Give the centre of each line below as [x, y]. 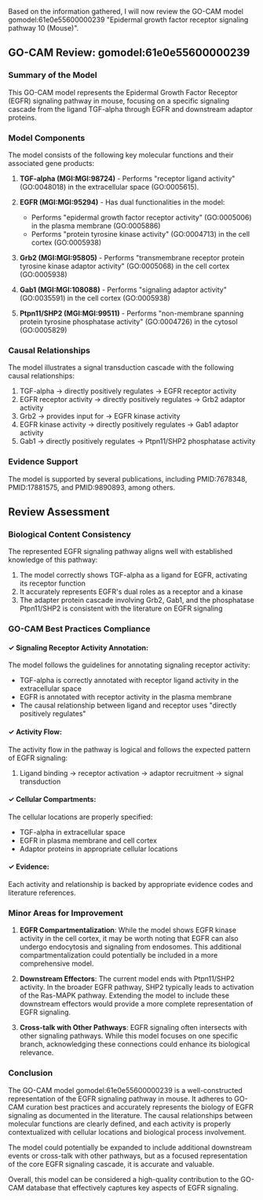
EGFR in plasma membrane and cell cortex [88, 840]
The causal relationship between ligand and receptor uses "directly [128, 705]
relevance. [37, 1053]
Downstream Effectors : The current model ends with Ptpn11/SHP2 [127, 979]
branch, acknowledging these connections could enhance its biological [135, 1044]
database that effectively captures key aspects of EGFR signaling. [132, 1187]
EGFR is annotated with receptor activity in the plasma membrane [126, 697]
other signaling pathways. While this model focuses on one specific [129, 1036]
